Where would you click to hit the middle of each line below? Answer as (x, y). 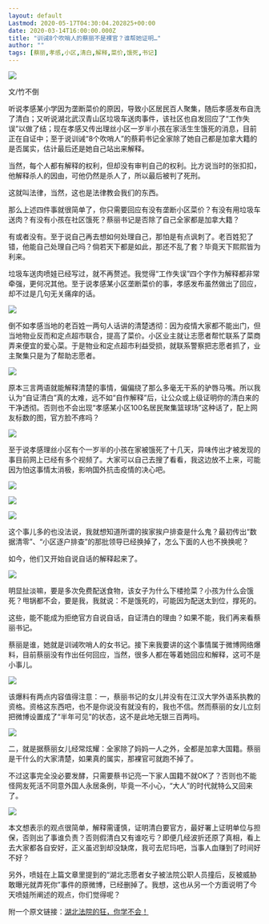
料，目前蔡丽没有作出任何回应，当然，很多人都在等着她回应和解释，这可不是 (134, 654)
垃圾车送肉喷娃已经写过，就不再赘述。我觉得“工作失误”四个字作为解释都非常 (134, 274)
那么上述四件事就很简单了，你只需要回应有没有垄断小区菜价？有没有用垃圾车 (134, 210)
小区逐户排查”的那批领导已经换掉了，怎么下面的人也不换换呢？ (146, 542)
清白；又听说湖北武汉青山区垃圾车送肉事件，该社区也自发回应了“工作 (129, 118)
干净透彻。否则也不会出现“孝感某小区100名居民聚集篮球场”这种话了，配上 (129, 408)
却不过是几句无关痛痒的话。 (54, 294)
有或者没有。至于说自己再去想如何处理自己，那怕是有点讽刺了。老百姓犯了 (131, 236)
